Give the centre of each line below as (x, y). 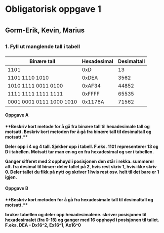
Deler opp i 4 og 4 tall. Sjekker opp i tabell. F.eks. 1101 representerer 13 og (82, 146)
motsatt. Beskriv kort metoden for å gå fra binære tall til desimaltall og (78, 132)
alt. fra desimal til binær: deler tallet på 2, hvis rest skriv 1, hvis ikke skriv (81, 166)
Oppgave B (17, 188)
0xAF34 (91, 86)
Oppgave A (17, 115)
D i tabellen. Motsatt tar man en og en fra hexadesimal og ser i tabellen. (80, 151)
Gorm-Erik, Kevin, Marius (45, 30)
